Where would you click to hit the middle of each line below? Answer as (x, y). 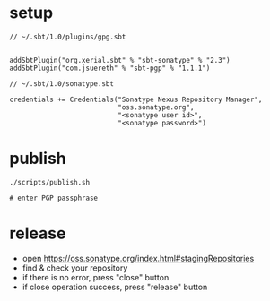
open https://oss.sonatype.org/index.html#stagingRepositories (138, 258)
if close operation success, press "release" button (115, 287)
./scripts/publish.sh (50, 182)
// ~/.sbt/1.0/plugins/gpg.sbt (68, 37)
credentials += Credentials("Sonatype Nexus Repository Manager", (136, 99)
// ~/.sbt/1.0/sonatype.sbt (62, 83)
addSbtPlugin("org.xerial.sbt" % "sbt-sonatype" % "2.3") (120, 60)
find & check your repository (75, 268)
